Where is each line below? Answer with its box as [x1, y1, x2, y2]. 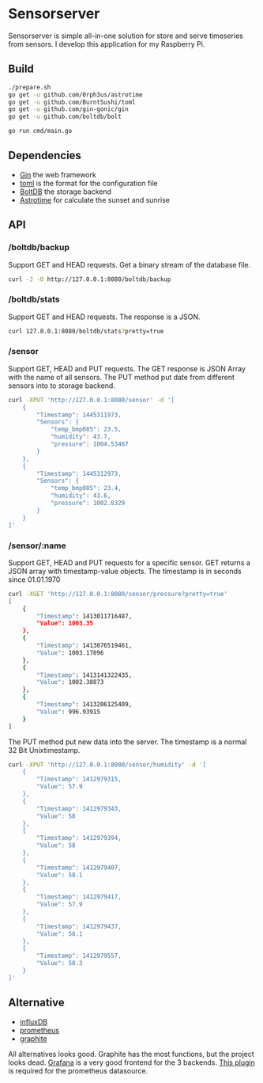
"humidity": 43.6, [50, 492, 111, 500]
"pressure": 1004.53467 [50, 440, 129, 448]
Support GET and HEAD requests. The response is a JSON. [8, 312, 201, 321]
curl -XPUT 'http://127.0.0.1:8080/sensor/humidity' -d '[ [8, 761, 207, 769]
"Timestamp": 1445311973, [36, 411, 122, 419]
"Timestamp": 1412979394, [36, 834, 122, 842]
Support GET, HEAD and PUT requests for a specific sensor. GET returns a [8, 557, 251, 567]
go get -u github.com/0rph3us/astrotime [8, 90, 144, 99]
